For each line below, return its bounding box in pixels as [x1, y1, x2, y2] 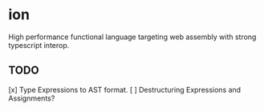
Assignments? [8, 93, 55, 103]
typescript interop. [8, 40, 70, 50]
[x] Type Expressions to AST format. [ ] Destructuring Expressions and [8, 85, 242, 94]
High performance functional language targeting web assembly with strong [8, 32, 257, 42]
